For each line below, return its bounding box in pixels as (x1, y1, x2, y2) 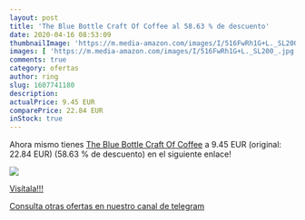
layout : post (9, 13, 59, 23)
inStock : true (9, 114, 64, 123)
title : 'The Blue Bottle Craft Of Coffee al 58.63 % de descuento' (9, 22, 271, 31)
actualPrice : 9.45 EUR (9, 97, 95, 107)
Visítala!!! (9, 183, 44, 195)
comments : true (9, 55, 67, 64)
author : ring (9, 72, 59, 81)
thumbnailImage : (9, 38, 71, 48)
